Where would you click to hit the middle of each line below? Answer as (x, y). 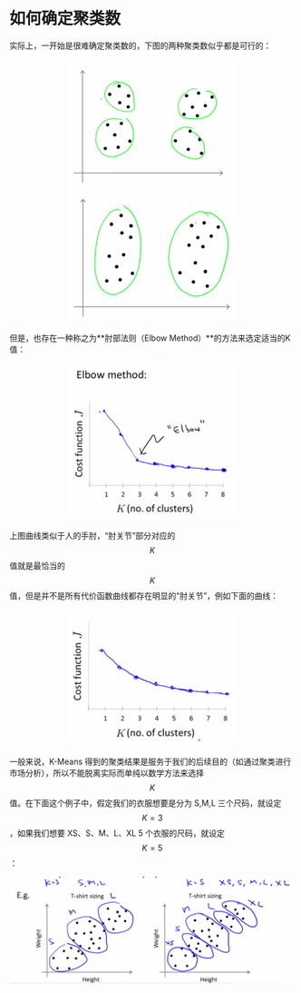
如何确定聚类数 (65, 19)
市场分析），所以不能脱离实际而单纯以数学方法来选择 (107, 772)
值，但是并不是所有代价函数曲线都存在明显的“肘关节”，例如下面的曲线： (144, 596)
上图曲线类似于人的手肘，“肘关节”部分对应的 (92, 536)
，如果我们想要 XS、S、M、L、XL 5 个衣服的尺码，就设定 (117, 833)
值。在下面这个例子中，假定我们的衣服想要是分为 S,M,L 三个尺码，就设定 (146, 803)
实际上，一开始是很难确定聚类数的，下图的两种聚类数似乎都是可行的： (141, 45)
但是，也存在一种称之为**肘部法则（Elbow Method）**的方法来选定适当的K (150, 338)
